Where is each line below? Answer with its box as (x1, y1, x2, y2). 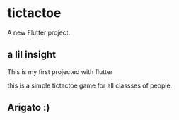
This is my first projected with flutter (7, 67, 113, 76)
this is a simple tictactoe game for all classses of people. (7, 81, 173, 90)
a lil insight (7, 49, 57, 61)
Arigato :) (7, 102, 50, 114)
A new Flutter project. (7, 28, 71, 37)
